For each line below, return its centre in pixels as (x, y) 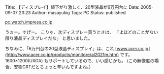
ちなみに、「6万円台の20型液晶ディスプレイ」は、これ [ (61, 48)
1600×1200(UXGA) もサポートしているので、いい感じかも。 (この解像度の (80, 61)
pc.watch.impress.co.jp (29, 22)
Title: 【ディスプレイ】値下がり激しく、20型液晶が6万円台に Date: (72, 7)
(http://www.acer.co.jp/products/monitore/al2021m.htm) (62, 55)
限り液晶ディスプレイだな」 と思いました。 (49, 38)
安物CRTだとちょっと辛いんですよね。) (52, 67)
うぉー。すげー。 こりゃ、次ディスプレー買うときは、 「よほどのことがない (82, 32)
